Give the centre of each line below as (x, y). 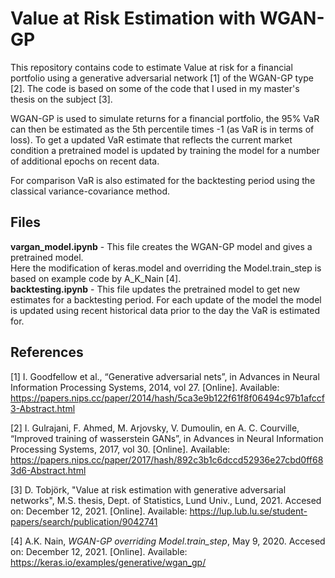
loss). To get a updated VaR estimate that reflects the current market (151, 139)
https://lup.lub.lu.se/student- (248, 511)
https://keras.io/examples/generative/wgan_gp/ (108, 562)
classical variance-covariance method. (90, 191)
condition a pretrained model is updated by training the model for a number (165, 150)
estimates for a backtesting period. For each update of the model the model (166, 299)
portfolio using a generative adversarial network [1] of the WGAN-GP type (162, 78)
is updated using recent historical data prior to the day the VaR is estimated (165, 310)
